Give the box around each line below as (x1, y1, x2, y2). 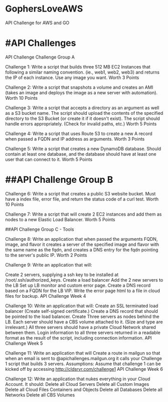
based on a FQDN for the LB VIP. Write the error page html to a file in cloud (5, 288, 160, 294)
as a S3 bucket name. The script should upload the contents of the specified (5, 110, 163, 116)
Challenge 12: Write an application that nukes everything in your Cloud (5, 376, 150, 382)
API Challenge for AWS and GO (5, 20, 70, 26)
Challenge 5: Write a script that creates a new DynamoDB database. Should (5, 146, 161, 152)
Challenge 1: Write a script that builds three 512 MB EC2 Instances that (5, 63, 150, 70)
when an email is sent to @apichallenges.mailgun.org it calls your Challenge (5, 355, 162, 361)
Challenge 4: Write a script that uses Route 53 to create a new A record (5, 130, 153, 137)
